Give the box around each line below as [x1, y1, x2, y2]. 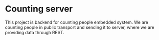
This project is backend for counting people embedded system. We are [5, 19, 148, 25]
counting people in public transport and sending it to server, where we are [5, 24, 155, 30]
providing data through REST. [5, 29, 65, 35]
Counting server [5, 3, 73, 14]
